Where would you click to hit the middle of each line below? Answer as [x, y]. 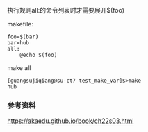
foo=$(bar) [23, 37]
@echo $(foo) [39, 55]
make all [19, 68]
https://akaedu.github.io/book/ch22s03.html [71, 121]
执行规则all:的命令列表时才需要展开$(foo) [66, 10]
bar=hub [18, 43]
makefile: [20, 24]
